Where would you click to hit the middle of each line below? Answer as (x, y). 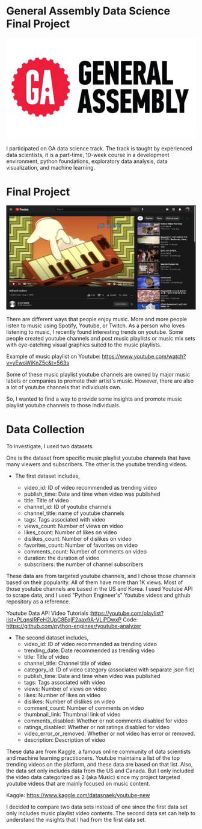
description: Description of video (65, 740)
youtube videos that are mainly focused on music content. (78, 783)
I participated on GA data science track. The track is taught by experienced (99, 148)
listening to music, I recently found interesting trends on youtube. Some (95, 331)
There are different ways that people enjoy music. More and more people (97, 319)
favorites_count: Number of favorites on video (81, 545)
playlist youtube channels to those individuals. (63, 405)
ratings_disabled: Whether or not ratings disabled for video (97, 727)
